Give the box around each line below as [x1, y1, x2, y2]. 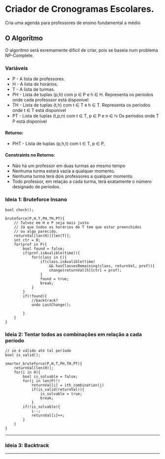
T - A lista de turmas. [12, 86, 55, 92]
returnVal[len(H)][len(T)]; [14, 233, 71, 238]
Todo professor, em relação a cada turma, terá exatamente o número [12, 178, 152, 184]
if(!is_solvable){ [23, 404, 60, 410]
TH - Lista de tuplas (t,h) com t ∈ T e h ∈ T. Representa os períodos [12, 102, 151, 108]
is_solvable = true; [40, 391, 82, 396]
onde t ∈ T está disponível [12, 107, 66, 113]
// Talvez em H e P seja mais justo [14, 220, 89, 225]
